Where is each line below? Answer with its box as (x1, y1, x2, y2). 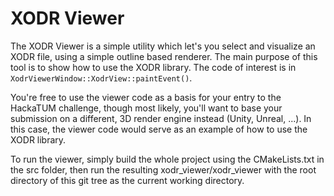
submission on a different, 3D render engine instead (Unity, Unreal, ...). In (10, 112, 312, 124)
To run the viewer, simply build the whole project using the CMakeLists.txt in (10, 153, 325, 165)
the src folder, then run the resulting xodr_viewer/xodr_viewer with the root (10, 163, 317, 176)
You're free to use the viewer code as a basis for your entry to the (10, 91, 282, 103)
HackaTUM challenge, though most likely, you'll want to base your (10, 102, 283, 114)
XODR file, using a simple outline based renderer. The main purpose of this (10, 50, 318, 62)
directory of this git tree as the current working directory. (10, 174, 245, 186)
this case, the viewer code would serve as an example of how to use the (10, 123, 308, 135)
